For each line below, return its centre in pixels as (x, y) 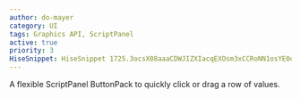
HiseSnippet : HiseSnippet (57, 59)
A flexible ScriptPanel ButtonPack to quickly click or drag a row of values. (145, 84)
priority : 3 (31, 51)
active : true (34, 42)
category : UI (34, 26)
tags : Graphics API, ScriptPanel (72, 34)
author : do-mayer (42, 17)
